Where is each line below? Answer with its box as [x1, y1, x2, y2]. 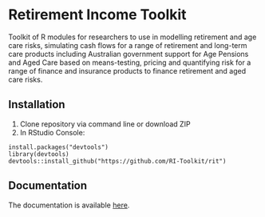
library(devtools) [8, 150, 69, 158]
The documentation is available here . [8, 200, 130, 210]
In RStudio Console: [19, 127, 85, 137]
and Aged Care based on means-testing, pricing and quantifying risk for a [8, 58, 251, 67]
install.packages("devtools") [8, 143, 109, 151]
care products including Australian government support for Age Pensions [8, 49, 249, 58]
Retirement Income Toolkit [8, 6, 187, 24]
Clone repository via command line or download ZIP [19, 119, 191, 129]
